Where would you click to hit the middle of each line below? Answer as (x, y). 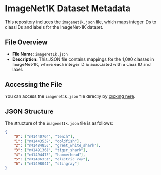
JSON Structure (29, 111)
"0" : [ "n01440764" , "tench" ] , (44, 137)
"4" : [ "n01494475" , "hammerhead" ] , (50, 155)
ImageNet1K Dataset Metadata (68, 8)
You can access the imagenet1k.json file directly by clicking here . (70, 96)
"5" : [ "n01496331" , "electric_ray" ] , (52, 159)
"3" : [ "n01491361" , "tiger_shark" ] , (51, 150)
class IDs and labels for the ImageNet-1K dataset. (54, 27)
